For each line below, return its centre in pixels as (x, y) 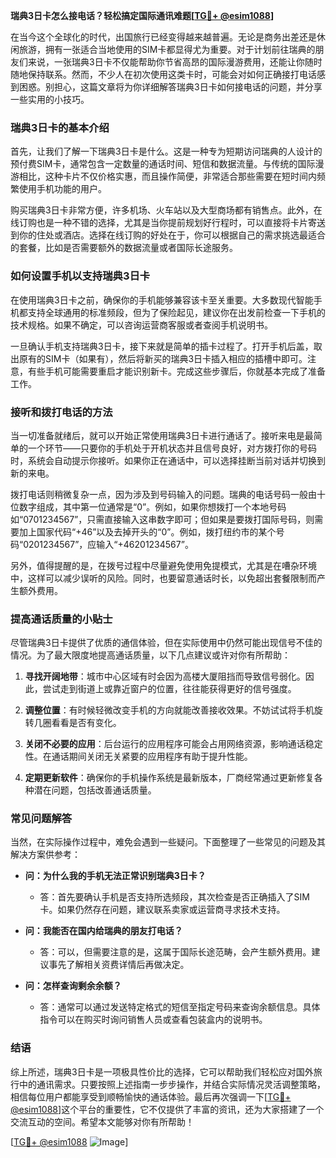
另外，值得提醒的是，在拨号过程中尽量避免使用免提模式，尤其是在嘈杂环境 (163, 565)
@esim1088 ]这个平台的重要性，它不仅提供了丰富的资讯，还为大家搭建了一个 (167, 1109)
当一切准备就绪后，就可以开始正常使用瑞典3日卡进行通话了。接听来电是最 (162, 435)
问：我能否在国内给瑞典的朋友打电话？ (103, 931)
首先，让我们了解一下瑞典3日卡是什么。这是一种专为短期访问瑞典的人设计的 (166, 151)
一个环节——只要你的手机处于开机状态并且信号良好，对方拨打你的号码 (172, 448)
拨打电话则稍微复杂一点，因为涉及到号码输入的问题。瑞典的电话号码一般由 (163, 494)
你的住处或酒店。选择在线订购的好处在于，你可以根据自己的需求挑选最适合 (172, 235)
